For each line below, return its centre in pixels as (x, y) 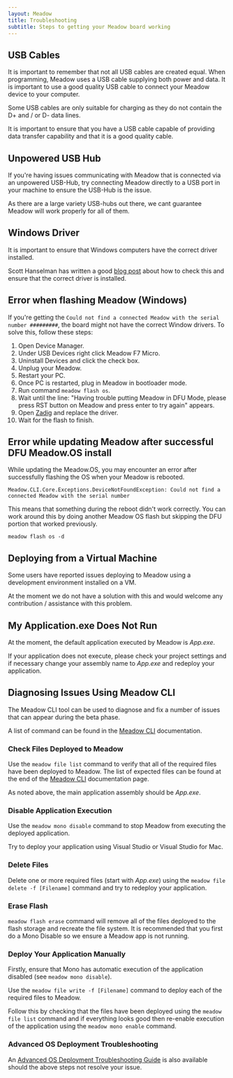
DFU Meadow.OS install (60, 453)
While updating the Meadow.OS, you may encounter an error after (103, 470)
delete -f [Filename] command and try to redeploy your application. (107, 888)
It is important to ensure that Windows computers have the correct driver (113, 250)
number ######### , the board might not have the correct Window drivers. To (116, 324)
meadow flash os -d (36, 537)
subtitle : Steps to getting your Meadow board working (89, 27)
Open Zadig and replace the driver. (68, 412)
